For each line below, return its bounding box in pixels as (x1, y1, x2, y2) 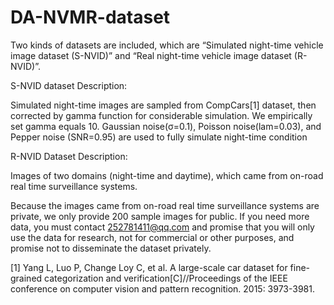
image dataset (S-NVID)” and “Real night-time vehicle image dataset (10, 49, 292, 61)
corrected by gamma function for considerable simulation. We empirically (10, 109, 313, 121)
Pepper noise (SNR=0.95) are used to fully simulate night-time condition (10, 131, 308, 143)
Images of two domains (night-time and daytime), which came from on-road (10, 169, 324, 181)
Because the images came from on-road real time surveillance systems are (10, 199, 320, 211)
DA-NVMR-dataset (10, 6, 171, 29)
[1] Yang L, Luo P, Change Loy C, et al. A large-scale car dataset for (10, 261, 288, 273)
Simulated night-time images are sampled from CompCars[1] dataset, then (10, 99, 317, 111)
